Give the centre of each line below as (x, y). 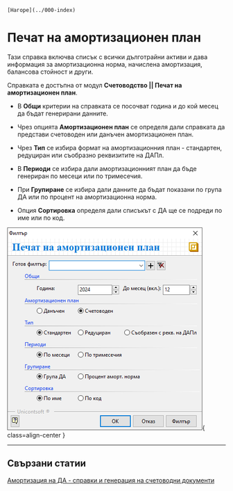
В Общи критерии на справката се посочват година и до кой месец (118, 106)
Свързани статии (47, 464)
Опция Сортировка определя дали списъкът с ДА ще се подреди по (120, 210)
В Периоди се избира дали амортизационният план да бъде (107, 168)
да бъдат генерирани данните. (63, 113)
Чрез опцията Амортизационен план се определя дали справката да (121, 127)
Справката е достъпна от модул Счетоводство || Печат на (95, 85)
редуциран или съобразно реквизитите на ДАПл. (90, 155)
